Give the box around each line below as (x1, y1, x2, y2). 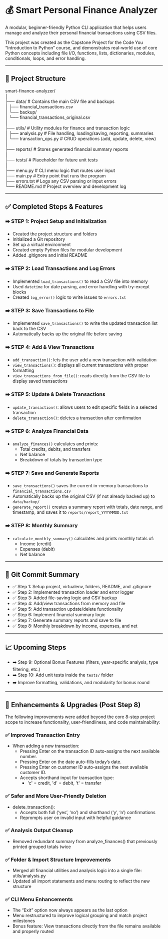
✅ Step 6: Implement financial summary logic (12, 612, 106, 618)
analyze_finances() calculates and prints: (12, 441, 98, 447)
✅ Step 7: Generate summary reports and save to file (12, 617, 121, 623)
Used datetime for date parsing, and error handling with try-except (12, 283, 150, 289)
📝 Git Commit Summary (5, 570, 79, 579)
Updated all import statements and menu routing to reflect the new (12, 878, 150, 884)
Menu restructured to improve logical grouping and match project (12, 913, 147, 919)
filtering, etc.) (12, 666, 40, 673)
